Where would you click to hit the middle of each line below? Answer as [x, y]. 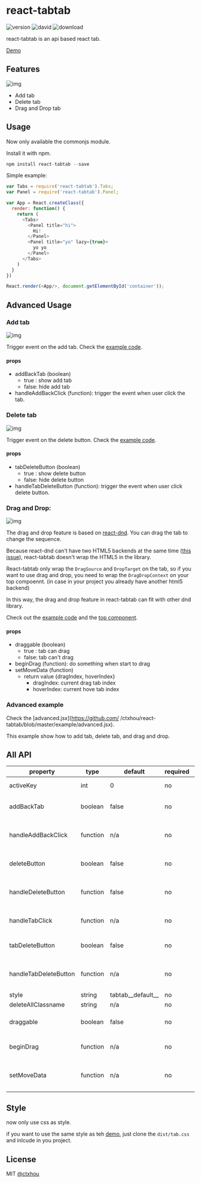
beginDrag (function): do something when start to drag [83, 664]
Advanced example [35, 705]
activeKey [23, 785]
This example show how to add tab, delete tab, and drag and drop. [88, 736]
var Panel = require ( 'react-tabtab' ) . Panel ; [63, 192]
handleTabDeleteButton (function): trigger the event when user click [98, 486]
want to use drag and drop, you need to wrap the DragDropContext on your [98, 575]
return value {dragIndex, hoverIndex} [69, 677]
